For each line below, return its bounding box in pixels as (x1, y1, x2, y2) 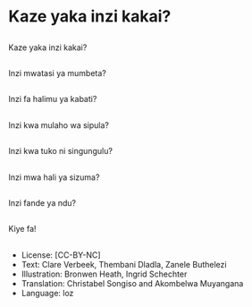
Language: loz (21, 287, 74, 298)
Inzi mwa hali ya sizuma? (8, 172, 100, 183)
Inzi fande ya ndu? (8, 197, 77, 208)
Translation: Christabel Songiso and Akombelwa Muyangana (21, 277, 244, 288)
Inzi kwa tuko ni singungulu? (8, 146, 113, 157)
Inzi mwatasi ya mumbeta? (8, 67, 106, 78)
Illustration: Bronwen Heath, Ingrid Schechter (21, 269, 188, 279)
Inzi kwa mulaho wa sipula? (8, 119, 109, 131)
